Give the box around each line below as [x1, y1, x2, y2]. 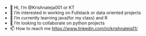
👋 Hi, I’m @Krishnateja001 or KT [9, 5, 75, 10]
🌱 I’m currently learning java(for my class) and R [9, 15, 108, 20]
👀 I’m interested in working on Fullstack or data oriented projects [9, 10, 142, 16]
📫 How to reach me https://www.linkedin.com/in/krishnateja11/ [9, 26, 138, 31]
